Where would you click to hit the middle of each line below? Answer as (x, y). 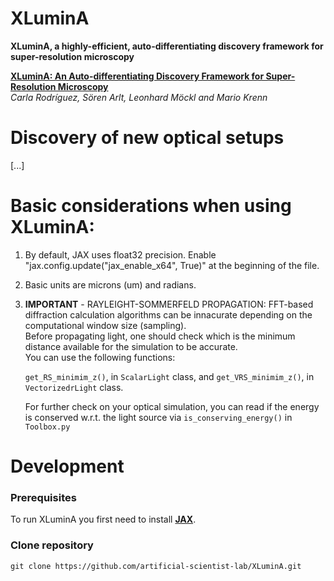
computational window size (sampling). (105, 325)
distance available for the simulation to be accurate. (131, 346)
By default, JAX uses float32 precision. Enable (120, 254)
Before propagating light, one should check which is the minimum (160, 336)
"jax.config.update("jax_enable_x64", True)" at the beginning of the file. (172, 265)
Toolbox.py (47, 427)
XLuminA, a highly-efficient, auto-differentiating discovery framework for (167, 46)
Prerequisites (43, 497)
